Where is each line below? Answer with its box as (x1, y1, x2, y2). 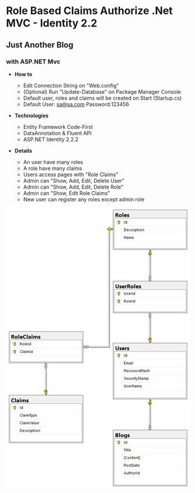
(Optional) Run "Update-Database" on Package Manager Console (23, 88, 181, 95)
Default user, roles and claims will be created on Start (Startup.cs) (23, 94, 182, 101)
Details (14, 147, 32, 154)
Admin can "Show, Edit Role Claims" (23, 189, 110, 197)
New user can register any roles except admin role (23, 196, 145, 203)
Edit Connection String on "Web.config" (23, 82, 119, 89)
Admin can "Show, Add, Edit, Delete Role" (23, 183, 124, 190)
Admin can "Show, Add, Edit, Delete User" (23, 177, 125, 184)
